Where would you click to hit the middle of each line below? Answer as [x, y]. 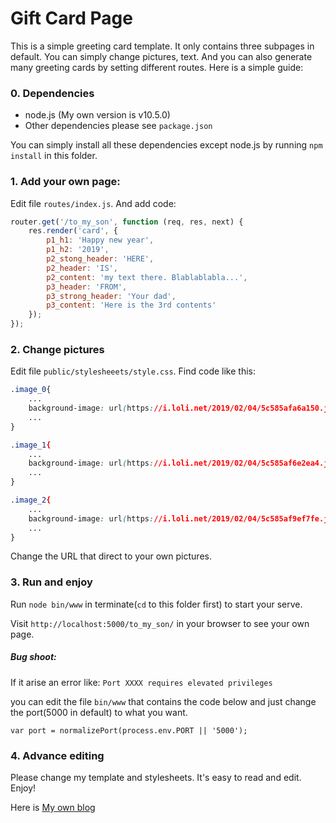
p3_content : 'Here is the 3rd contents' [131, 305]
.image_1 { [31, 445]
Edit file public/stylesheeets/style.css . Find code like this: [133, 371]
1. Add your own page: [65, 182]
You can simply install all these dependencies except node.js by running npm [166, 145]
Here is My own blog [53, 808]
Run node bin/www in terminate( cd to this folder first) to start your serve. [156, 604]
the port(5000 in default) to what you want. [99, 712]
